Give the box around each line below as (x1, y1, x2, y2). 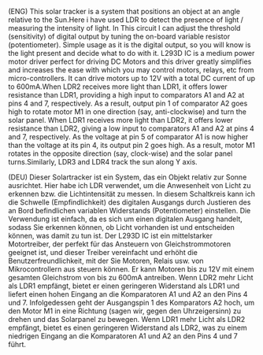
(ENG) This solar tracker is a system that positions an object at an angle (8, 7, 241, 16)
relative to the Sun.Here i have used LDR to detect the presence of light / (8, 15, 244, 24)
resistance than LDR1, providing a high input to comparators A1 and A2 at (8, 91, 245, 99)
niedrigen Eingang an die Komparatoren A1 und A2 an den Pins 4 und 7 (8, 331, 238, 341)
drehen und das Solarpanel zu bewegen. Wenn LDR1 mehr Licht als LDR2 (8, 315, 246, 324)
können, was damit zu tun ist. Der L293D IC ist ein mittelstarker (8, 231, 213, 240)
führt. (8, 340, 26, 349)
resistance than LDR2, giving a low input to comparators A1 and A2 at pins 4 (8, 124, 254, 133)
